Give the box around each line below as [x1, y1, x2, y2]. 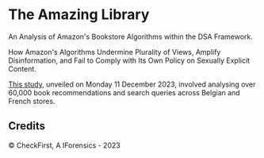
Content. [8, 64, 37, 73]
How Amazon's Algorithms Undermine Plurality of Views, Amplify [8, 47, 221, 56]
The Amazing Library [8, 6, 150, 24]
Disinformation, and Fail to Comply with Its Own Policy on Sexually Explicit [8, 56, 251, 65]
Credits [8, 119, 46, 133]
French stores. [8, 96, 55, 106]
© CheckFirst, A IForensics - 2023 [8, 141, 121, 150]
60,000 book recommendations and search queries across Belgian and [8, 87, 240, 97]
